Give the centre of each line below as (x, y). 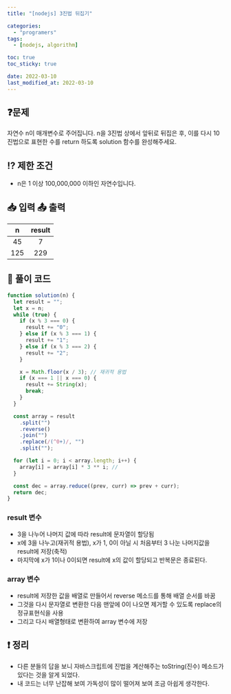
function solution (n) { (41, 295)
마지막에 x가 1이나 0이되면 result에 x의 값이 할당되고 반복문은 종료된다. (112, 560)
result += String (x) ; (56, 385)
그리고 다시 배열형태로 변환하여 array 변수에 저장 (82, 621)
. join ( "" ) (34, 435)
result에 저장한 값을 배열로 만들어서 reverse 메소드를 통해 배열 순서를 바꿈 (116, 596)
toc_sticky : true (32, 64)
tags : (15, 39)
